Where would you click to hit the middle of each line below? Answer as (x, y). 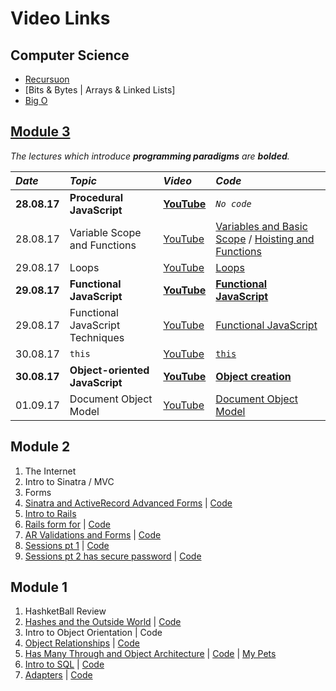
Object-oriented (109, 370)
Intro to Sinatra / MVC (69, 481)
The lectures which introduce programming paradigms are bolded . (150, 156)
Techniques (97, 337)
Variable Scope (105, 232)
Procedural (96, 197)
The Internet (50, 471)
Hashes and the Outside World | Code (103, 622)
